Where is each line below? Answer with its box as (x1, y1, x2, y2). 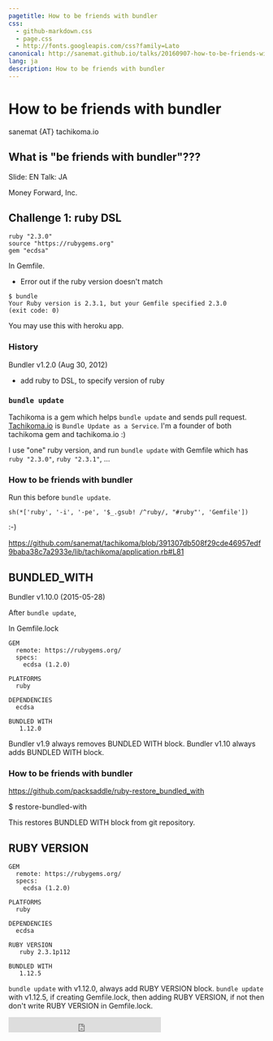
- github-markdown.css (15, 27, 93, 35)
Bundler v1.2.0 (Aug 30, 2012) (8, 359, 108, 370)
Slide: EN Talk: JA (8, 171, 67, 181)
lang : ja (8, 58, 38, 66)
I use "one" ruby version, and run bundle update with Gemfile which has (8, 445, 249, 455)
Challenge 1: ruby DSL (8, 210, 122, 224)
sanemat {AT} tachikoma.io (8, 127, 99, 137)
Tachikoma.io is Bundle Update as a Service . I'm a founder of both (8, 420, 232, 431)
